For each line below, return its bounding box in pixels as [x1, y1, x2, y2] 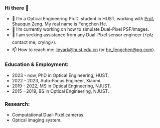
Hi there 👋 [4, 4, 29, 11]
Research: [4, 100, 30, 107]
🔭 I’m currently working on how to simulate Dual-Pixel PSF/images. [11, 26, 149, 32]
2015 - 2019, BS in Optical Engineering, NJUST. [11, 88, 109, 94]
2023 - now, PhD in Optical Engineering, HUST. [11, 72, 109, 78]
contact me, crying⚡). [11, 39, 57, 45]
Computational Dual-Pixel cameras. [11, 112, 85, 118]
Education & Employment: [4, 61, 69, 68]
